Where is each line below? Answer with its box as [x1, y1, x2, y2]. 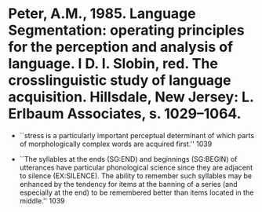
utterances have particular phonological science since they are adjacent [19, 163, 253, 172]
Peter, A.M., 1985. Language [8, 5, 196, 23]
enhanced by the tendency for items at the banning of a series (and [19, 179, 238, 188]
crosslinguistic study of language [8, 71, 231, 90]
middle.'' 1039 [19, 196, 65, 205]
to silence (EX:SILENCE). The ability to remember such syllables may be [19, 170, 253, 181]
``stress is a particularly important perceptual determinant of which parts [19, 130, 255, 140]
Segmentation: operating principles [8, 21, 245, 39]
